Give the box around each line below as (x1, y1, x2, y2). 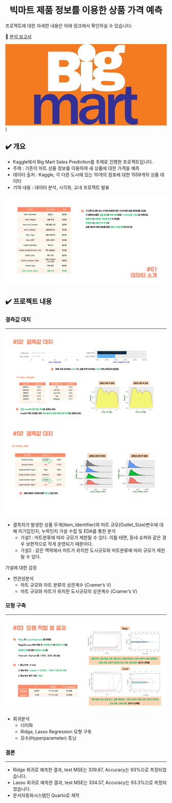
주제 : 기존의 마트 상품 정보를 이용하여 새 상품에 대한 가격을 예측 (12, 165, 140, 172)
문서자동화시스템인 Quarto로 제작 (12, 792, 80, 798)
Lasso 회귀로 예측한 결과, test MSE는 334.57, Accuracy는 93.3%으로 (12, 779, 154, 786)
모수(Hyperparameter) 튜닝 (20, 735, 77, 741)
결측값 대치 (5, 316, 31, 323)
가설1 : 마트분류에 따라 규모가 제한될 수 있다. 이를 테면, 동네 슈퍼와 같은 (20, 534, 161, 541)
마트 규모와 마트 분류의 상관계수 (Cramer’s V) (20, 582, 112, 588)
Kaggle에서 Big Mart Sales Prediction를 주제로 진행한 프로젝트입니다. (12, 159, 154, 165)
